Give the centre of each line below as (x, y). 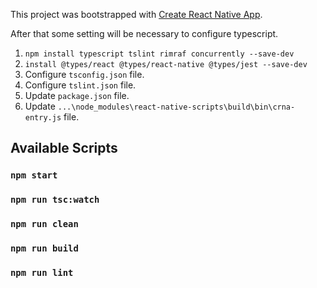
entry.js (43, 118)
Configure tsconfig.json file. (84, 74)
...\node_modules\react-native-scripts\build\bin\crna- (176, 107)
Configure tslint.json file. (80, 85)
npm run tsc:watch (55, 200)
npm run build (44, 248)
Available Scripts (64, 148)
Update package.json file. (77, 95)
